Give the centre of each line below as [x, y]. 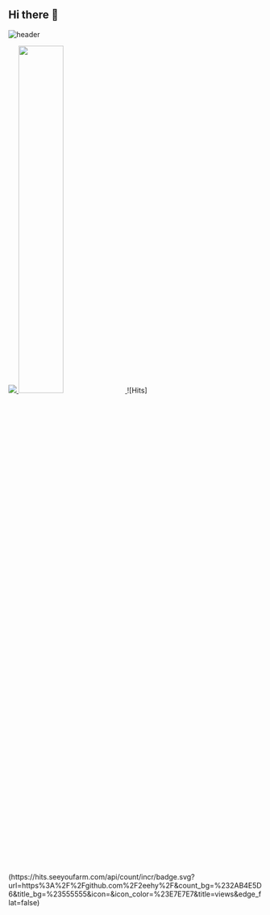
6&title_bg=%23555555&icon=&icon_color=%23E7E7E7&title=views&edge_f [135, 894]
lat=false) [24, 902]
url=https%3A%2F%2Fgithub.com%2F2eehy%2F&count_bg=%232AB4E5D [135, 885]
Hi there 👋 [33, 15]
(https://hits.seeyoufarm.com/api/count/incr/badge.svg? [102, 876]
